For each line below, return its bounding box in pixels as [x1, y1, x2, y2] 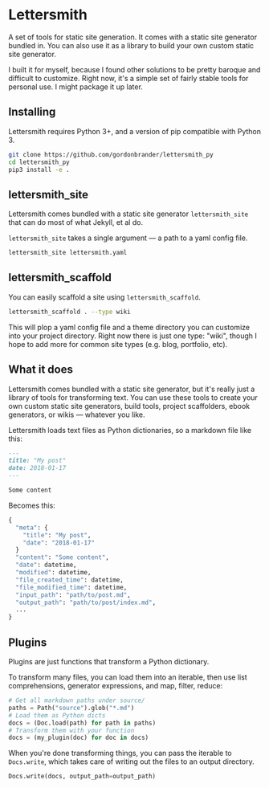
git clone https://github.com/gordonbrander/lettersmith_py [8, 150, 214, 158]
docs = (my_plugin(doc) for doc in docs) [8, 733, 149, 742]
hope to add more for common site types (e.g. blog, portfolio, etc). [8, 339, 228, 349]
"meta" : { [15, 524, 48, 532]
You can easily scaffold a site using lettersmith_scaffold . [8, 292, 201, 302]
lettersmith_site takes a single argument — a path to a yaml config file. [8, 233, 248, 243]
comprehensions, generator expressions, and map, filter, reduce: [8, 681, 223, 690]
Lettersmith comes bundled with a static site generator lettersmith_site [8, 209, 249, 218]
